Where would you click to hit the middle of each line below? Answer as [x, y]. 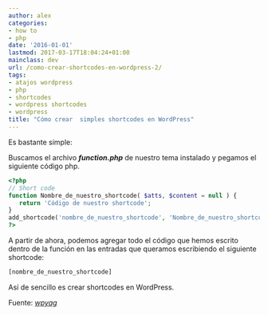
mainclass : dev [33, 61]
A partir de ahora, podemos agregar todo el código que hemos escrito [124, 240]
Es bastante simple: [41, 142]
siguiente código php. [44, 166]
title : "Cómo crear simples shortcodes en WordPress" [101, 120]
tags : [17, 75]
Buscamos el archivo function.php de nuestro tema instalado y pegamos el [132, 157]
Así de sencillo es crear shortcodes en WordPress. [91, 287]
